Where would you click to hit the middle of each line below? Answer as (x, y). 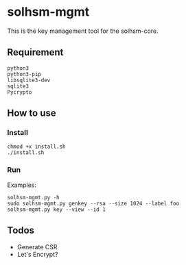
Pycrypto (20, 92)
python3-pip (24, 74)
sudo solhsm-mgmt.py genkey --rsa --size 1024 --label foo (93, 203)
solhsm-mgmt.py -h (33, 197)
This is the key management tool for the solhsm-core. (83, 31)
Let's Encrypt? (37, 254)
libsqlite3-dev (29, 80)
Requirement (35, 52)
